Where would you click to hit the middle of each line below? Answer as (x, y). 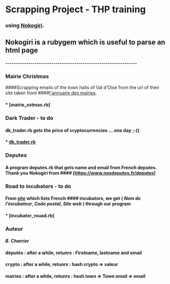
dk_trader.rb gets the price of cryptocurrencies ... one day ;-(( (72, 130)
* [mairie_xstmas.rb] (28, 105)
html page (22, 50)
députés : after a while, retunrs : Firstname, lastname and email (74, 253)
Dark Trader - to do (29, 118)
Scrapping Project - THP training (76, 9)
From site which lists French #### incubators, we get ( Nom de (73, 198)
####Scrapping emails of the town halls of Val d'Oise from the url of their (82, 88)
